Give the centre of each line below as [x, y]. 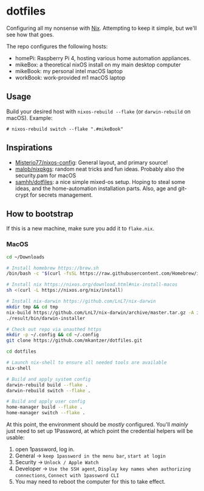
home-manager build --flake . [45, 407]
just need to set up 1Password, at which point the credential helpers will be [100, 431]
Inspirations [29, 148]
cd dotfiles [21, 351]
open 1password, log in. [45, 450]
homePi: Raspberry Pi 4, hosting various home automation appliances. [103, 58]
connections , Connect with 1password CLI [67, 475]
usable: [15, 437]
